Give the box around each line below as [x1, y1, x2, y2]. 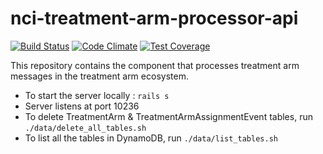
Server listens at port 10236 [24, 100, 140, 112]
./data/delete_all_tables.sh [24, 123, 147, 133]
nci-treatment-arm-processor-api [10, 7, 299, 30]
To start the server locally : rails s [24, 89, 170, 101]
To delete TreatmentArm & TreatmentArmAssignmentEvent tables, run [24, 110, 313, 122]
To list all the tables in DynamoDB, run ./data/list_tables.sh [24, 132, 278, 144]
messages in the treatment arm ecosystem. [10, 70, 189, 82]
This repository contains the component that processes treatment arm [10, 59, 300, 71]
